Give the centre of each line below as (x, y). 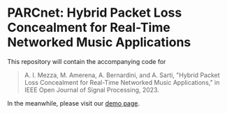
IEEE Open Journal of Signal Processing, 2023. (91, 90)
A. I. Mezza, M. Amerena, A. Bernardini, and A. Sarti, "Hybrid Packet (122, 75)
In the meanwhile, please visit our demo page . (74, 103)
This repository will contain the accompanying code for (87, 61)
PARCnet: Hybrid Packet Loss (95, 13)
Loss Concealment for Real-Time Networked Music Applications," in (122, 82)
